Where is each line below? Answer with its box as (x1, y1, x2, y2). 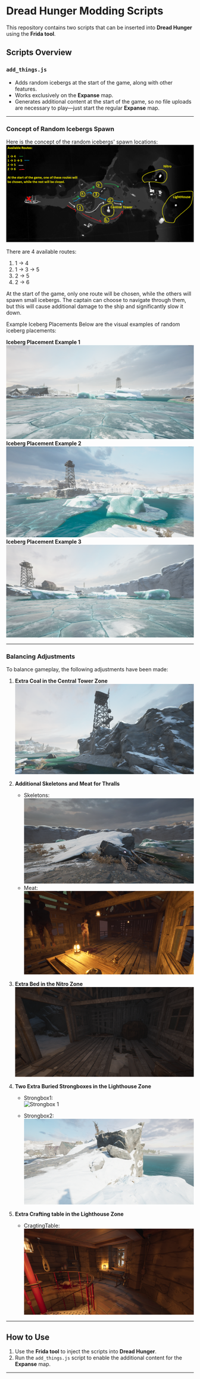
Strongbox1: (23, 1094, 54, 1101)
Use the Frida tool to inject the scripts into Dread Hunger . (14, 1348, 157, 1355)
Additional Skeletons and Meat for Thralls (14, 780, 120, 787)
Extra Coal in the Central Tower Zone (14, 677, 108, 684)
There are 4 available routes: (6, 248, 77, 255)
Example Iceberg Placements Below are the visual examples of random (6, 320, 180, 328)
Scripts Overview (6, 48, 73, 58)
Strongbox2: (23, 1112, 55, 1119)
